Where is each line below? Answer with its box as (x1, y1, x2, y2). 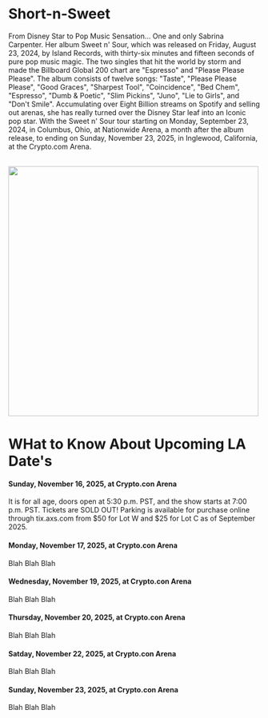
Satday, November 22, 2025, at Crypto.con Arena (8, 648, 177, 658)
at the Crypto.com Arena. (8, 142, 92, 151)
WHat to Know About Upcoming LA (8, 435, 246, 453)
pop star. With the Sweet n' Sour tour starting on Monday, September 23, (8, 116, 250, 126)
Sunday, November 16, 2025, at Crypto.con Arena (8, 479, 178, 489)
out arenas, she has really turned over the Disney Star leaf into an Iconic (8, 107, 246, 117)
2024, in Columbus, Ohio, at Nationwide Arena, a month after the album (8, 125, 244, 134)
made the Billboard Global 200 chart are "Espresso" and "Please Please (8, 65, 245, 74)
